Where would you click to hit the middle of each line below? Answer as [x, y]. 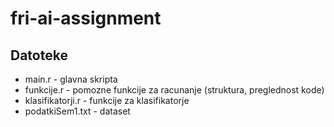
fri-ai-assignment [86, 18]
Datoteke [39, 55]
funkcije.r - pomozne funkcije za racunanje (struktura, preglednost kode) [174, 90]
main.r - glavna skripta [71, 79]
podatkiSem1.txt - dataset [77, 111]
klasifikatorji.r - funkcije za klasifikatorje [107, 100]
